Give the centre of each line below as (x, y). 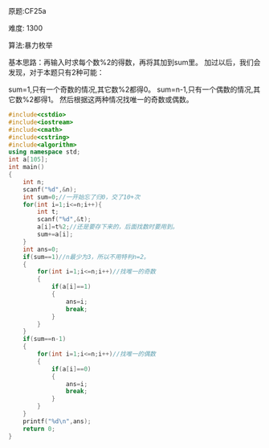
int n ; (34, 182)
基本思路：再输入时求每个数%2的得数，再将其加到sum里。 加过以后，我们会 (134, 62)
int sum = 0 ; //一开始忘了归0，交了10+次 (82, 197)
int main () (26, 167)
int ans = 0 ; (41, 249)
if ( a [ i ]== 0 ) (71, 369)
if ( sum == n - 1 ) (45, 339)
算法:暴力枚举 (31, 45)
